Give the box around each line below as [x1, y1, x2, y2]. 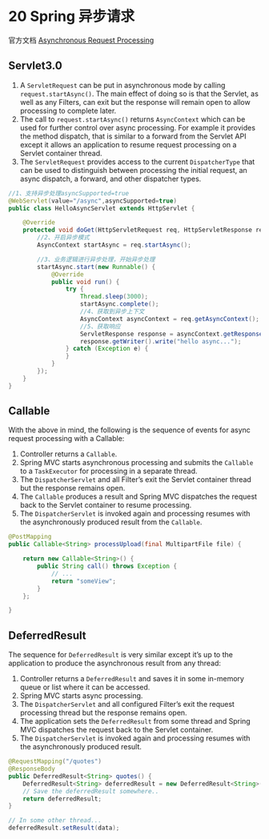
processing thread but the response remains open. [19, 708, 187, 717]
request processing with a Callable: [8, 434, 125, 444]
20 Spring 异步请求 [8, 7, 135, 26]
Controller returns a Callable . [19, 449, 118, 459]
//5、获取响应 [79, 322, 122, 331]
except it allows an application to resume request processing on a [19, 139, 237, 149]
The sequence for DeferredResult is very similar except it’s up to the [8, 650, 234, 660]
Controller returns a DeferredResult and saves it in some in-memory [19, 674, 244, 684]
